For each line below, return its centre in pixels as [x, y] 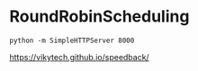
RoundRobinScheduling [99, 17]
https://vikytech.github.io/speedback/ [80, 57]
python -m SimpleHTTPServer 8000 [72, 40]
